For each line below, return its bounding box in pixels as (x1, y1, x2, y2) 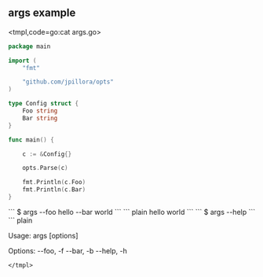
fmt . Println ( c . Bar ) (22, 186, 86, 194)
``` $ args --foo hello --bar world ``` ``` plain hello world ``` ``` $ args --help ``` (8, 207, 256, 216)
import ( (8, 57, 37, 65)
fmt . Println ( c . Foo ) (22, 179, 86, 187)
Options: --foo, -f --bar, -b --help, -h (8, 246, 127, 255)
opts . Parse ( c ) (22, 164, 68, 172)
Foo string (22, 107, 58, 115)
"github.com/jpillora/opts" (22, 78, 114, 86)
